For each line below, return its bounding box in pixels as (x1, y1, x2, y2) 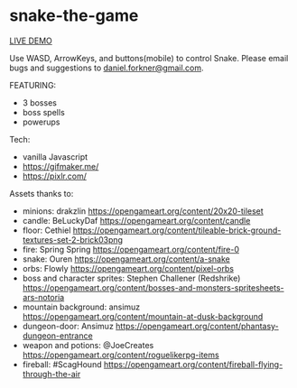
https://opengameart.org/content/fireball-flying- (103, 358, 283, 370)
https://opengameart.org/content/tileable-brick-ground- (72, 225, 282, 236)
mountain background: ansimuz (22, 301, 141, 312)
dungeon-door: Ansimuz (22, 320, 115, 331)
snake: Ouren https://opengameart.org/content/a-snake (22, 254, 230, 264)
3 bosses (22, 97, 57, 108)
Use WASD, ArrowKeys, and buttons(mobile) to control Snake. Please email (9, 52, 289, 63)
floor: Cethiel (22, 225, 71, 236)
